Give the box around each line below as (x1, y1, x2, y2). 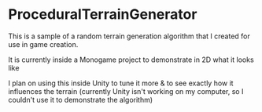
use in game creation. (8, 39, 79, 49)
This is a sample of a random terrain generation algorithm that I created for (8, 31, 250, 41)
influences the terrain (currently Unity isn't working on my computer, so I (8, 86, 244, 96)
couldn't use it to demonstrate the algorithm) (8, 95, 153, 104)
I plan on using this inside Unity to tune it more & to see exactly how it (8, 78, 234, 88)
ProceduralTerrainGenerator (8, 5, 197, 23)
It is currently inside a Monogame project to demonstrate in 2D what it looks (8, 55, 254, 64)
